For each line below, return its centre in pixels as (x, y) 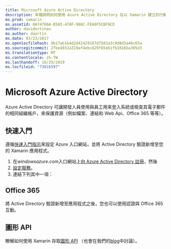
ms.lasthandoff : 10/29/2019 (35, 62)
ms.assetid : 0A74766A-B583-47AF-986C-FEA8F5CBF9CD (60, 24)
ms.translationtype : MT (31, 53)
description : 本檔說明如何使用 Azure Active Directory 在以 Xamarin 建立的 (82, 15)
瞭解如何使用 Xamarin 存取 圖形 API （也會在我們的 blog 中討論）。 (73, 241)
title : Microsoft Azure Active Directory (50, 10)
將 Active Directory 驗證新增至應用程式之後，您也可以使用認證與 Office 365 (84, 203)
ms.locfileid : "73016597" (33, 67)
